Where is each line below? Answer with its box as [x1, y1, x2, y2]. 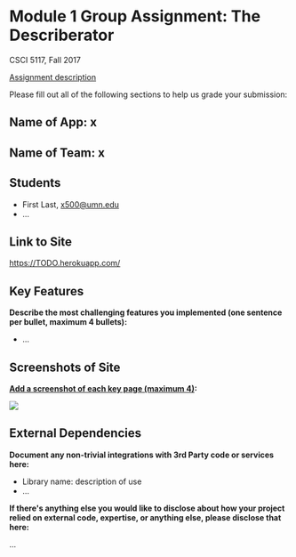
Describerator [9, 25, 115, 45]
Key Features [9, 283, 84, 299]
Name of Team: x [9, 145, 105, 160]
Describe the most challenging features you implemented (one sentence [9, 307, 283, 318]
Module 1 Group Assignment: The [9, 6, 260, 27]
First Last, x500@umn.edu [21, 198, 120, 210]
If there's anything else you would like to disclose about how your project [9, 503, 285, 513]
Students [9, 175, 61, 190]
